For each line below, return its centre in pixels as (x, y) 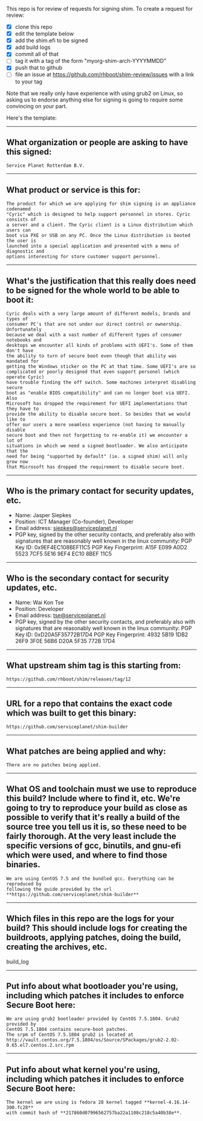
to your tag (29, 82)
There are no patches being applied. (54, 765)
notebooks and (24, 340)
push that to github (38, 68)
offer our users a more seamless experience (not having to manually (96, 425)
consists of (21, 220)
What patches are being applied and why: (86, 751)
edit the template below (44, 34)
